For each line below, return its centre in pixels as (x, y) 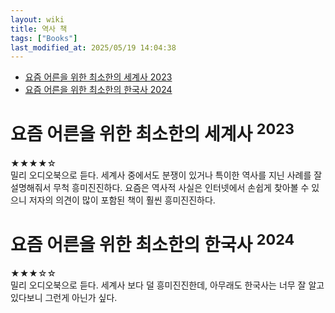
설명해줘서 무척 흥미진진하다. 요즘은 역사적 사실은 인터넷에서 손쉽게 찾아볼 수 (160, 187)
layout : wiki (37, 19)
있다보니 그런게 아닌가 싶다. (64, 297)
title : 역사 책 (39, 29)
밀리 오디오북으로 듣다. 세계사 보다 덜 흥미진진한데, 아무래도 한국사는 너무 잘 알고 (167, 285)
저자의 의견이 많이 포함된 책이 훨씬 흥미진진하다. (122, 200)
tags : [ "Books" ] (44, 38)
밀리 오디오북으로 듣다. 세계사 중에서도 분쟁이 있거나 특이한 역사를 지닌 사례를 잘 (166, 175)
